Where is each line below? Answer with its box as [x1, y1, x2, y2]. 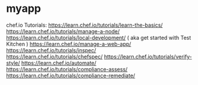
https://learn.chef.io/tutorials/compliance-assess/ [6, 65, 128, 73]
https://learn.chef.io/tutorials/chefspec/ [6, 53, 103, 60]
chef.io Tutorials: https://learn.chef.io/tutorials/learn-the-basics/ [6, 21, 163, 29]
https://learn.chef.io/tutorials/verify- [103, 53, 192, 60]
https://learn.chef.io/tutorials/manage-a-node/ [6, 27, 120, 34]
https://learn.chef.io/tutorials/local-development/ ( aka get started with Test [6, 34, 191, 41]
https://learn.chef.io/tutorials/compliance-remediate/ [6, 72, 136, 79]
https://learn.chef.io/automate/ [21, 59, 97, 67]
